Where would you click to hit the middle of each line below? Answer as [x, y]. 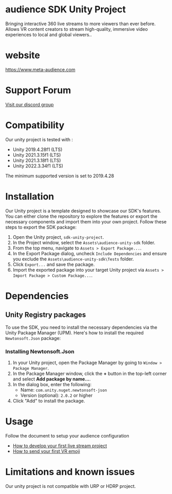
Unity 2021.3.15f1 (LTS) [37, 155]
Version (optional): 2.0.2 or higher [56, 395]
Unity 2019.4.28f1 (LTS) [37, 149]
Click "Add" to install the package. [49, 401]
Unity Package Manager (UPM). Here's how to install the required [74, 333]
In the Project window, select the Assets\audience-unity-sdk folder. [84, 242]
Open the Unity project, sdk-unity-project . [58, 237]
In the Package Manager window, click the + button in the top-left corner [90, 373]
